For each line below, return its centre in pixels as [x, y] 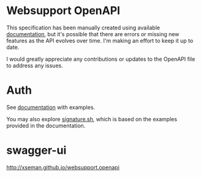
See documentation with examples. [51, 107]
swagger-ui [36, 150]
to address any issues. [35, 66]
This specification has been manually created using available [83, 28]
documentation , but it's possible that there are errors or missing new [93, 34]
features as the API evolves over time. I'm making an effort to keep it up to [100, 40]
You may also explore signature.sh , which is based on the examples [92, 119]
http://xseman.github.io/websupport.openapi [63, 167]
